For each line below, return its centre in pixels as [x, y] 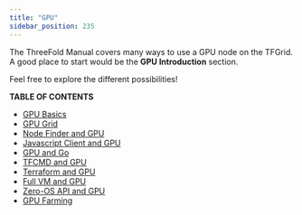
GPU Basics [44, 114]
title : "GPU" [34, 18]
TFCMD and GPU [55, 162]
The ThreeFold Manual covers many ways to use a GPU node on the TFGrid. [151, 51]
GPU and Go [46, 152]
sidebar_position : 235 [52, 26]
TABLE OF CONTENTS [52, 97]
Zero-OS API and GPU [64, 191]
